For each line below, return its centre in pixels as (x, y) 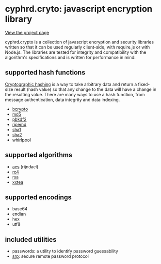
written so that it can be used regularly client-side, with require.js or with (78, 47)
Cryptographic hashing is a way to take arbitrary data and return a (71, 84)
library (19, 19)
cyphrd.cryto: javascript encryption (79, 9)
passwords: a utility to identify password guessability (65, 251)
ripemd (19, 124)
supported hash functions (45, 73)
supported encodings (38, 197)
